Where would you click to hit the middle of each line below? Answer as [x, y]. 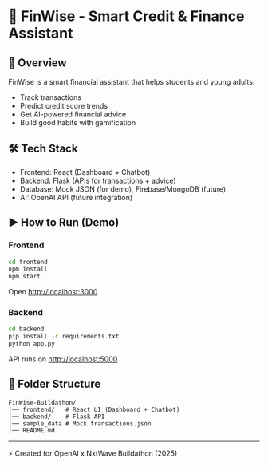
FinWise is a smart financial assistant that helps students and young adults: [132, 82]
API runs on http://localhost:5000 [63, 359]
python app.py [32, 344]
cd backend [26, 329]
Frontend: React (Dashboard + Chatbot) [85, 172]
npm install [28, 269]
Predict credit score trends [64, 106]
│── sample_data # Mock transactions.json [80, 423]
